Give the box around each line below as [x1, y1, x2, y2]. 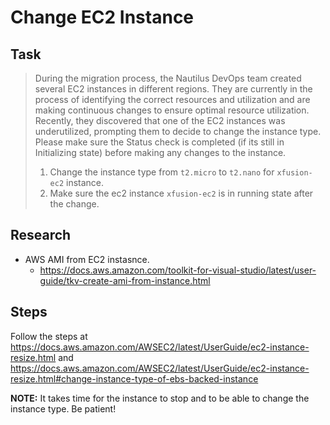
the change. [49, 198, 100, 210]
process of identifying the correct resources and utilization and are [34, 94, 311, 105]
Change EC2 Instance [10, 6, 195, 29]
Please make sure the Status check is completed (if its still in [34, 136, 285, 148]
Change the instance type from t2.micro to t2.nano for [49, 166, 275, 178]
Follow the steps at [10, 330, 88, 342]
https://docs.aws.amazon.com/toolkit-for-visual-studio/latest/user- [39, 264, 317, 276]
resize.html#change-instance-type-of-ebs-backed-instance [10, 372, 259, 385]
